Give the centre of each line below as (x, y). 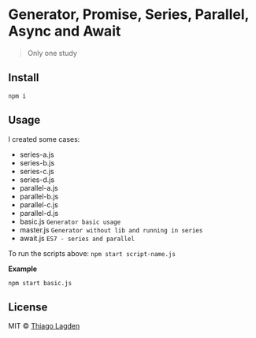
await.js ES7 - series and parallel (77, 238)
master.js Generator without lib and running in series (111, 229)
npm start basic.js (40, 283)
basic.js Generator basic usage (70, 221)
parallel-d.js (39, 213)
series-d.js (37, 180)
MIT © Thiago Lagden (44, 326)
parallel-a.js (39, 188)
